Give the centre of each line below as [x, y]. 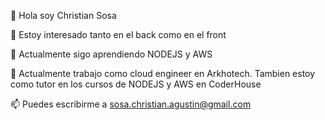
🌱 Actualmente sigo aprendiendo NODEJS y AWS [111, 54]
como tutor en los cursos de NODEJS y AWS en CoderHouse [136, 84]
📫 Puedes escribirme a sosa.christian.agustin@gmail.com [131, 104]
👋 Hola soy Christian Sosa [63, 15]
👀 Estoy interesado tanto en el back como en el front [118, 34]
